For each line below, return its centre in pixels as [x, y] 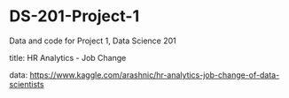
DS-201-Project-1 [74, 16]
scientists [27, 84]
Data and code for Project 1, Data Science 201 [93, 41]
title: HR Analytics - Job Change [68, 57]
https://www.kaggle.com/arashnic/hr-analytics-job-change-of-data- [155, 75]
